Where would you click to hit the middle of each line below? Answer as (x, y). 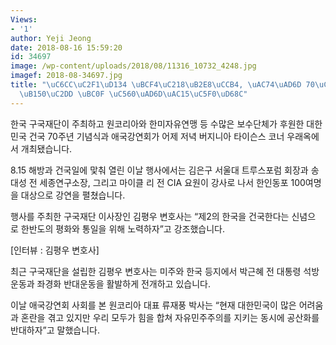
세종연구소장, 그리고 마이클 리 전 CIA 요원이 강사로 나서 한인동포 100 (172, 182)
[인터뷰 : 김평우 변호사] (55, 250)
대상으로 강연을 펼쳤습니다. (73, 195)
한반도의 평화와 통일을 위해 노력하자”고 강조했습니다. (122, 228)
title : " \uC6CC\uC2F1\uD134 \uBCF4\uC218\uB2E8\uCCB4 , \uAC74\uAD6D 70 (162, 85)
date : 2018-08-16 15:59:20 (66, 47)
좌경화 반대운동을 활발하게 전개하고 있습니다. (123, 283)
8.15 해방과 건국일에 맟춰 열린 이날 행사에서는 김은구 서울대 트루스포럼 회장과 (159, 170)
